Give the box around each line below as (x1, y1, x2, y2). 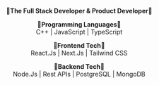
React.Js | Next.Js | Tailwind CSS (30, 49, 128, 57)
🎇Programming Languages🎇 (37, 20, 122, 28)
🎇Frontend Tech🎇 (53, 41, 105, 49)
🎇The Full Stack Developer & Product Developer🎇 (6, 7, 153, 15)
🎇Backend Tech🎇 (53, 63, 105, 70)
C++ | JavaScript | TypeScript (35, 28, 123, 36)
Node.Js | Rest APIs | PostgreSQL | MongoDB (13, 70, 146, 78)
